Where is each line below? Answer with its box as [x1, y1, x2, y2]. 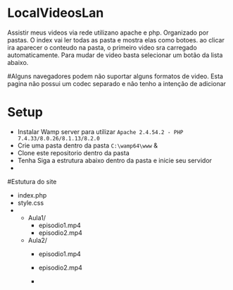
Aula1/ [27, 213, 46, 222]
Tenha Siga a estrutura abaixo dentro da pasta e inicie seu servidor [17, 156, 213, 164]
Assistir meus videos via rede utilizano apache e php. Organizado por [7, 28, 209, 37]
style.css [17, 198, 44, 207]
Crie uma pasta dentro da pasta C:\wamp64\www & [17, 141, 158, 150]
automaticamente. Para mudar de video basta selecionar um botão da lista [7, 51, 223, 59]
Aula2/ [27, 236, 48, 244]
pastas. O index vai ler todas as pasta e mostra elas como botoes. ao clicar [7, 35, 225, 44]
